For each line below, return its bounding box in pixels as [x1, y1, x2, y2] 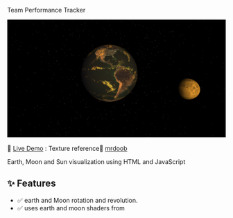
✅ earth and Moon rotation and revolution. [17, 196, 138, 204]
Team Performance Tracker [7, 6, 86, 14]
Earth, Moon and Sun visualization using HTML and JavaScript [7, 157, 186, 165]
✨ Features [7, 178, 56, 190]
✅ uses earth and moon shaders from [17, 203, 125, 212]
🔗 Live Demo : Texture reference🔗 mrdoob [7, 144, 128, 152]
